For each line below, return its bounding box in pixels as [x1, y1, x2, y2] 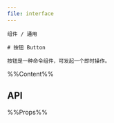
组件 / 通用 [7, 31, 38, 38]
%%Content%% [7, 69, 54, 78]
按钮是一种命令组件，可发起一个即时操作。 [7, 57, 111, 65]
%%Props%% [7, 108, 48, 117]
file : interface [7, 10, 54, 17]
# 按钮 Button [7, 44, 46, 51]
